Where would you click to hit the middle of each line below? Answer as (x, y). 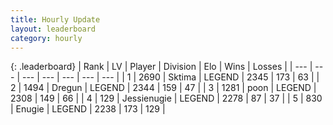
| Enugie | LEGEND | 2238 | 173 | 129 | (88, 109)
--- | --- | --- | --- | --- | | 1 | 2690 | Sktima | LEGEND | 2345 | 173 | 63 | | (170, 77)
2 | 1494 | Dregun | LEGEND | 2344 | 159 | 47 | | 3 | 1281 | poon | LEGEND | (163, 88)
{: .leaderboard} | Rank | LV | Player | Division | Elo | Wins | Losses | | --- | (161, 67)
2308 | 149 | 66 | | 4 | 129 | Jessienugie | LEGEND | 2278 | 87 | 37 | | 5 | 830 (166, 98)
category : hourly (46, 38)
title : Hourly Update (55, 19)
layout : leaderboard (53, 29)
